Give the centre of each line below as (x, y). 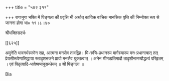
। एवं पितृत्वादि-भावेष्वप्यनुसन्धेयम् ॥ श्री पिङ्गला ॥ (45, 64)
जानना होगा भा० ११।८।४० (28, 23)
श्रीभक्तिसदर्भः (16, 33)
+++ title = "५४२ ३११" (27, 7)
